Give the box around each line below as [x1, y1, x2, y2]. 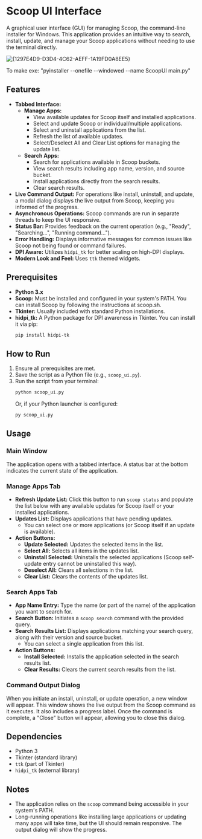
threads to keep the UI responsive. [14, 216, 101, 223]
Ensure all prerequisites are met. [14, 364, 95, 372]
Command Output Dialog [6, 681, 80, 690]
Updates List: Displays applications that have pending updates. [14, 515, 173, 522]
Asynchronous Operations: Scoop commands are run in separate [14, 210, 180, 217]
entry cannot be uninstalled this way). [43, 560, 137, 567]
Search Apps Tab [6, 588, 58, 596]
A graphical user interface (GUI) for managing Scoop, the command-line [6, 24, 186, 31]
